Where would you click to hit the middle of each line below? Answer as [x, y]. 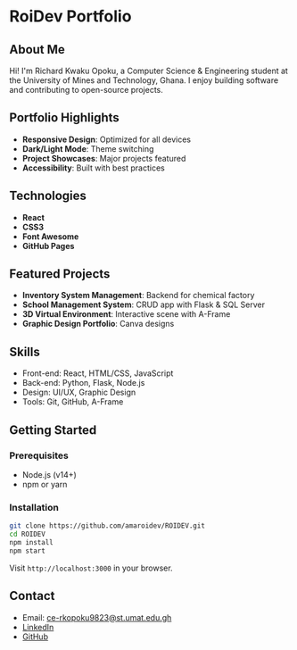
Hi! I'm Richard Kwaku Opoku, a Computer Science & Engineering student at [148, 71]
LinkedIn [38, 627]
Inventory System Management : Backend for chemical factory [138, 296]
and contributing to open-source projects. [86, 90]
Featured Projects [60, 274]
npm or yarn [45, 484]
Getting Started [53, 430]
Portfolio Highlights [65, 118]
